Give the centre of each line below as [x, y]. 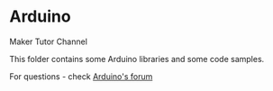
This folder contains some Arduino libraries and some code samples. [137, 59]
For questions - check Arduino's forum [81, 76]
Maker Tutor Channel [49, 41]
